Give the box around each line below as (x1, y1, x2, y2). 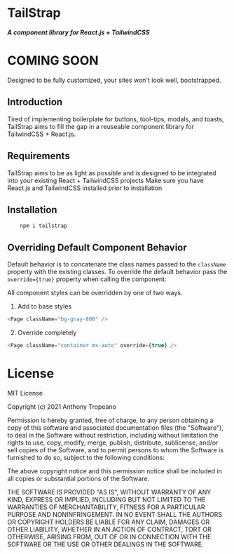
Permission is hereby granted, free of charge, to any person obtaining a (7, 416, 214, 424)
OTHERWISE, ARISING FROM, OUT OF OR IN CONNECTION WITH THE (7, 532, 212, 541)
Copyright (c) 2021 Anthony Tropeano (7, 402, 117, 411)
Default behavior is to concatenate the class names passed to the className (7, 260, 226, 269)
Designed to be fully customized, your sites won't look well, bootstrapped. (7, 76, 222, 84)
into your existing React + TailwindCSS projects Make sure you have (7, 176, 205, 184)
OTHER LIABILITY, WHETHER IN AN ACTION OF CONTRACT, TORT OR (7, 525, 212, 534)
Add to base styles (17, 302, 72, 311)
